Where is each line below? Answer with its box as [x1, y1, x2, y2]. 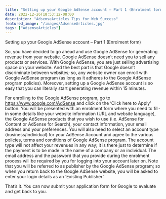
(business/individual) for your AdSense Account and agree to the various [5, 132, 154, 138]
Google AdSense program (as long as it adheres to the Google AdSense [5, 75, 151, 81]
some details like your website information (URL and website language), [9, 111, 156, 117]
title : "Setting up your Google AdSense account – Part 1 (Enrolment [5, 7, 152, 12]
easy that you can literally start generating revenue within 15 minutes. [5, 85, 146, 91]
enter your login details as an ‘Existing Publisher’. [5, 174, 105, 180]
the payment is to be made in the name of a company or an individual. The [5, 148, 157, 154]
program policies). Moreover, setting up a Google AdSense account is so [5, 80, 153, 86]
